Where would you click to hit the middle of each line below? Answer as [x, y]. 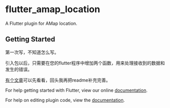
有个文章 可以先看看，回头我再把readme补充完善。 [58, 80]
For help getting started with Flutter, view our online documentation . [76, 90]
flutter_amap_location [53, 9]
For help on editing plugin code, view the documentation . [65, 100]
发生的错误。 [19, 69]
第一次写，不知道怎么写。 [32, 52]
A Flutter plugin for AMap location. [41, 23]
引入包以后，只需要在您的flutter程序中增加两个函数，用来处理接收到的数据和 [85, 63]
